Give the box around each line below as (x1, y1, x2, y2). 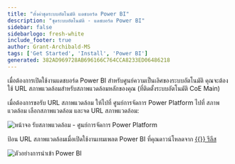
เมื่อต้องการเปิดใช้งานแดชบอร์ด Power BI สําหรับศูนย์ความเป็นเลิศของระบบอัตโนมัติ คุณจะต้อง (7, 76, 229, 84)
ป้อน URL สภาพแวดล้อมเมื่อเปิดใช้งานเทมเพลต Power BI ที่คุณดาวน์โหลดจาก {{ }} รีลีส (7, 134, 217, 143)
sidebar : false (7, 23, 53, 31)
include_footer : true (7, 37, 72, 44)
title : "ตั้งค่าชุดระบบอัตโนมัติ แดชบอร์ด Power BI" (7, 10, 130, 18)
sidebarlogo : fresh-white (7, 30, 84, 38)
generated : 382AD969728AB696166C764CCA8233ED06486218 (7, 57, 171, 64)
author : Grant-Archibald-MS (7, 43, 91, 50)
